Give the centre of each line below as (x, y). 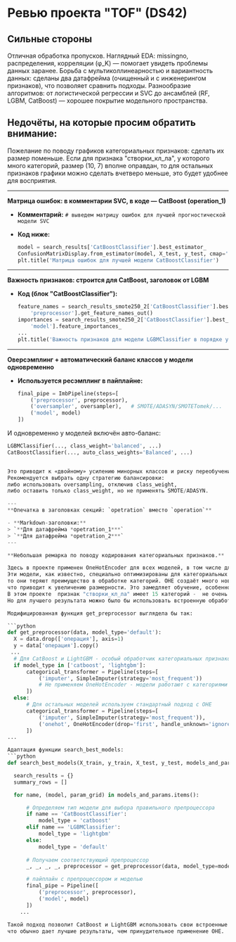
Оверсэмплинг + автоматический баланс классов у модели (100, 359)
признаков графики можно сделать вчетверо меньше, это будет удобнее (118, 173)
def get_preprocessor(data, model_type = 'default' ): (84, 632)
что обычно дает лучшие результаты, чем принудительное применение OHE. (116, 931)
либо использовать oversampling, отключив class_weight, (92, 484)
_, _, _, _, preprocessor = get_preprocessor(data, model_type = (122, 867)
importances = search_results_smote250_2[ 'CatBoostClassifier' (112, 320)
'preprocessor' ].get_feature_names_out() (92, 313)
